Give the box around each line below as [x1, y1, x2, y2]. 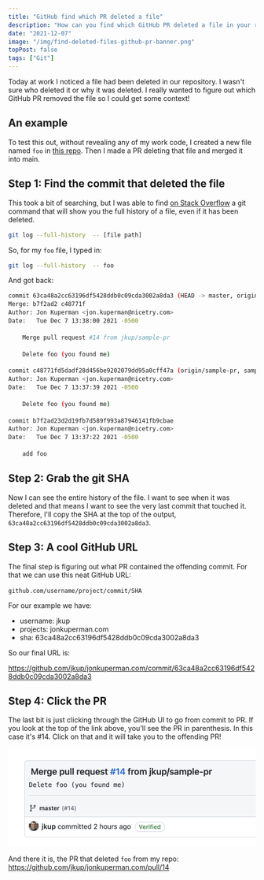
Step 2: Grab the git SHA [8, 472, 130, 485]
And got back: [8, 276, 54, 285]
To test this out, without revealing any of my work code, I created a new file [8, 137, 252, 147]
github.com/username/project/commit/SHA [8, 587, 143, 595]
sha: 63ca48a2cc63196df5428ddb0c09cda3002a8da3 [19, 632, 200, 642]
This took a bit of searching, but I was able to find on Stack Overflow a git [8, 198, 246, 207]
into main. [8, 154, 41, 163]
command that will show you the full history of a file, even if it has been [8, 206, 239, 216]
